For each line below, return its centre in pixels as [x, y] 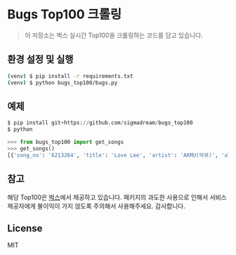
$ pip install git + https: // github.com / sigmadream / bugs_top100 [100, 123]
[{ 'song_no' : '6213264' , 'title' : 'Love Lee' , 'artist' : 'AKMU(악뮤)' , [113, 155]
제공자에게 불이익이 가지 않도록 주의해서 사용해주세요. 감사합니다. [97, 206]
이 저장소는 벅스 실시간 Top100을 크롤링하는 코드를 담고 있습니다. [114, 35]
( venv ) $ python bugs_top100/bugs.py [63, 83]
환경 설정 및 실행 [40, 59]
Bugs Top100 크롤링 [65, 14]
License [25, 228]
